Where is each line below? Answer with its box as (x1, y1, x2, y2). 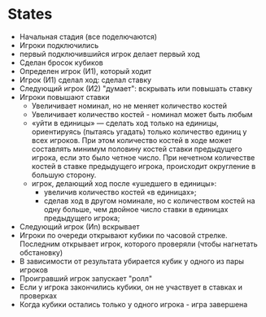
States (7, 5, 53, 24)
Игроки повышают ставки (19, 92, 111, 102)
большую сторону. (31, 170, 97, 180)
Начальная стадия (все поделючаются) (19, 32, 158, 41)
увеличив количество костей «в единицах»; (43, 187, 197, 197)
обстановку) (19, 247, 63, 257)
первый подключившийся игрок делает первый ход (19, 49, 200, 59)
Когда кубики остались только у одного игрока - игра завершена (19, 299, 248, 309)
